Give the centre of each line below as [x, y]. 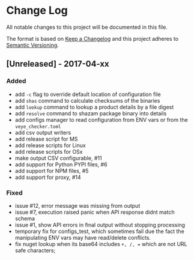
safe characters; [35, 250]
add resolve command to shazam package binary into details [91, 113]
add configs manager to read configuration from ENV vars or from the [101, 119]
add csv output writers [43, 132]
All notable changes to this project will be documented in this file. [87, 27]
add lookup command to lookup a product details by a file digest [94, 107]
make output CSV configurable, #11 [58, 158]
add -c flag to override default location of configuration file [88, 94]
